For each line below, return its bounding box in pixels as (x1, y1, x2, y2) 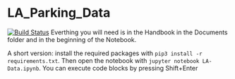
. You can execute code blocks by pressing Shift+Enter (38, 64, 198, 72)
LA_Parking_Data (7, 5, 111, 21)
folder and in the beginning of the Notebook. (7, 35, 137, 43)
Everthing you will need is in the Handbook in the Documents (50, 28, 228, 36)
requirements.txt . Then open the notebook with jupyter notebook (7, 56, 200, 64)
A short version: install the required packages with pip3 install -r (7, 49, 203, 57)
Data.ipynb (7, 65, 40, 72)
